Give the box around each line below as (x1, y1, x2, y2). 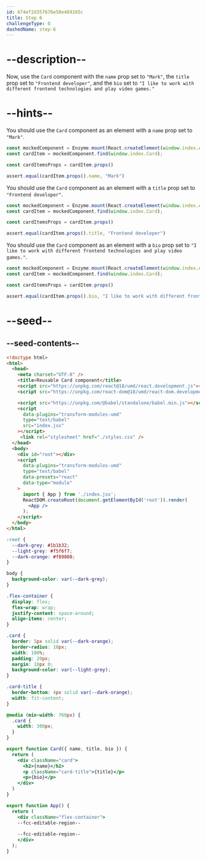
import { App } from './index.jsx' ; (22, 491, 116, 498)
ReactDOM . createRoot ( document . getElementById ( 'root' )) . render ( (22, 497, 188, 503)
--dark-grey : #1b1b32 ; (12, 542, 70, 549)
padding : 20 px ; (12, 655, 51, 662)
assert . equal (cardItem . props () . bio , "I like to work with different (6, 293, 185, 299)
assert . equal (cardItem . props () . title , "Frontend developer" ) (6, 230, 166, 237)
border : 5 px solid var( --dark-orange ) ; (12, 638, 114, 644)
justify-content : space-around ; (12, 610, 95, 616)
